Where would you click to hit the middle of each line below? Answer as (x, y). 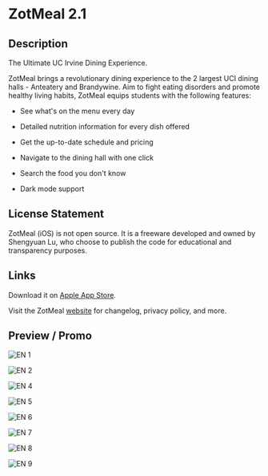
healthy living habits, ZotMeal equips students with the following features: (130, 96)
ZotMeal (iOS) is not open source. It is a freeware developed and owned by (132, 233)
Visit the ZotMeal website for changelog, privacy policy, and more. (118, 311)
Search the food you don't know (73, 173)
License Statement (56, 214)
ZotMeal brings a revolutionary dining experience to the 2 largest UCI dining (133, 78)
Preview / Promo (50, 336)
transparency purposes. (48, 250)
